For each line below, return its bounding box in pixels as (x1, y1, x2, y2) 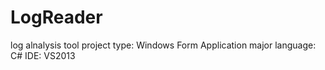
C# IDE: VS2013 (10, 49, 76, 61)
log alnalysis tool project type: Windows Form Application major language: (10, 39, 317, 51)
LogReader (10, 6, 103, 29)
